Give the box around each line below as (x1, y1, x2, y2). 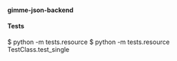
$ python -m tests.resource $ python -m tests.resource (7, 38, 170, 46)
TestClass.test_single (7, 45, 70, 53)
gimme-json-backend (7, 6, 74, 14)
